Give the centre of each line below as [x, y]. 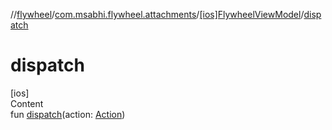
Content [27, 103]
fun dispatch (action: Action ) [68, 114]
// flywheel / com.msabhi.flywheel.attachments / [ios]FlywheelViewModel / [157, 14]
